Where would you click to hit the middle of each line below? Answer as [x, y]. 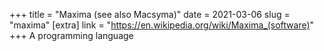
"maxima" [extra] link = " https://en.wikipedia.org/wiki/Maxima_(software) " [162, 25]
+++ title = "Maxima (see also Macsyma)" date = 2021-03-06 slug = [150, 14]
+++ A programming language [71, 35]
